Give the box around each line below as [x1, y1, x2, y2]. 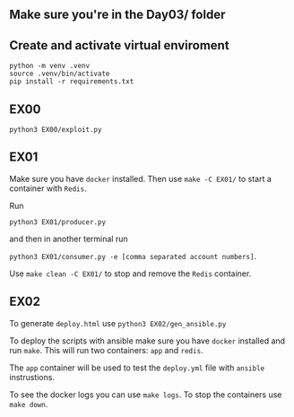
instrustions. [9, 371, 56, 382]
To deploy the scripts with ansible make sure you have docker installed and [9, 335, 285, 346]
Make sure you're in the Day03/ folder [9, 7, 226, 22]
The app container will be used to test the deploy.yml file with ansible [9, 362, 265, 373]
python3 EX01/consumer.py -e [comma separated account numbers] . [9, 250, 257, 261]
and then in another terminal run [9, 233, 128, 244]
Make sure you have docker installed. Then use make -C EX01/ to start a [9, 173, 272, 184]
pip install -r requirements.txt [9, 77, 134, 86]
